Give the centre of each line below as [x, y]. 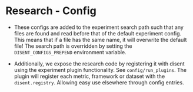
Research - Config [51, 11]
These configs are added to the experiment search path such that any [99, 27]
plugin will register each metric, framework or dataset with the [89, 76]
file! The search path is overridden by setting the [73, 46]
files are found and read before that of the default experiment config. [98, 33]
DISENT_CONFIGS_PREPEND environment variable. [70, 52]
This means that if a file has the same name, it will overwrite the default [100, 40]
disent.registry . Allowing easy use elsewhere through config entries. [99, 82]
